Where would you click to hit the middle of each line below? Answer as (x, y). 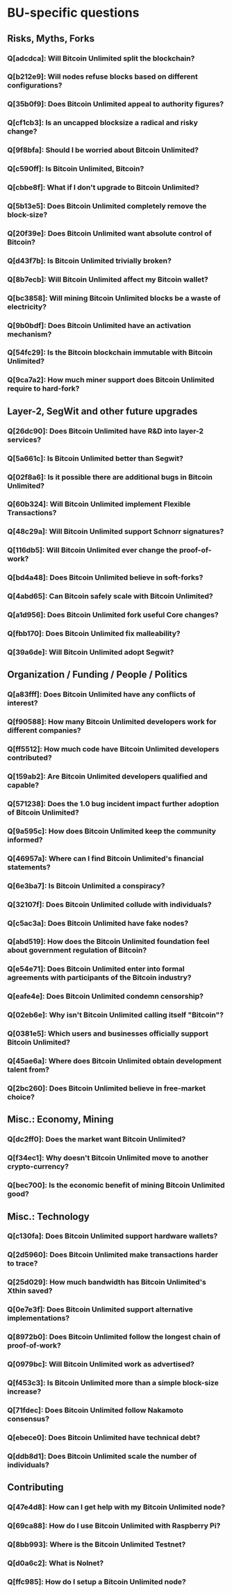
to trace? (23, 1264)
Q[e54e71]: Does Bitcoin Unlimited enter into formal (96, 969)
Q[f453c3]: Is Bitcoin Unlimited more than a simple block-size (113, 1383)
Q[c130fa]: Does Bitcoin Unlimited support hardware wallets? (113, 1236)
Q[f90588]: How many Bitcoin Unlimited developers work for (112, 722)
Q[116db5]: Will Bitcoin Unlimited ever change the (93, 550)
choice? (21, 1097)
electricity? (27, 307)
